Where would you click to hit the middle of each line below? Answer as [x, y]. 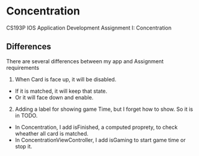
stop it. [23, 146]
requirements [23, 67]
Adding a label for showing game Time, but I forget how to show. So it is [104, 109]
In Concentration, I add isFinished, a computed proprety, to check [96, 127]
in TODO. [26, 115]
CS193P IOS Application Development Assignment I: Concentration [89, 28]
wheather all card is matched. [52, 133]
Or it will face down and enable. [54, 97]
